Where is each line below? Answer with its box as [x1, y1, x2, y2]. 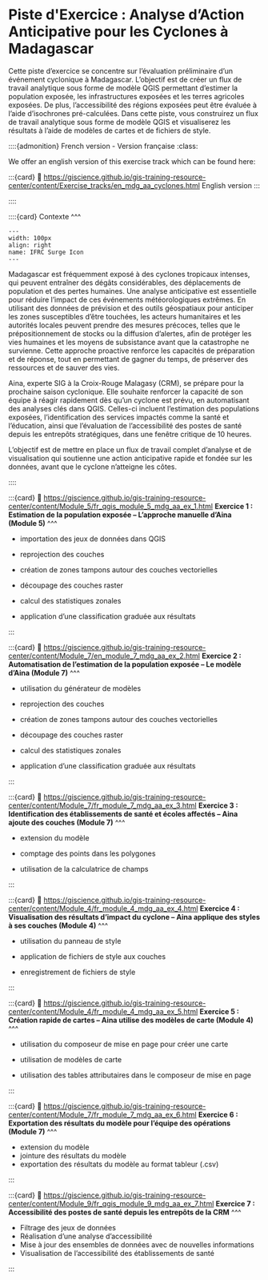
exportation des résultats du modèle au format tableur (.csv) [19, 1159, 219, 1169]
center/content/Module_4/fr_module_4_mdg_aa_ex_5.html [8, 1006, 198, 1016]
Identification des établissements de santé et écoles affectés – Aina [8, 809, 238, 818]
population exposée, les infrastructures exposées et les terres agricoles [8, 91, 245, 101]
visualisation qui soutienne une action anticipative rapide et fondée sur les [8, 453, 253, 463]
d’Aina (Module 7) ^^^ [8, 668, 80, 677]
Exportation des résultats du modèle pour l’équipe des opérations [8, 1118, 231, 1128]
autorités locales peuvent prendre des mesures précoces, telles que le [8, 320, 241, 330]
